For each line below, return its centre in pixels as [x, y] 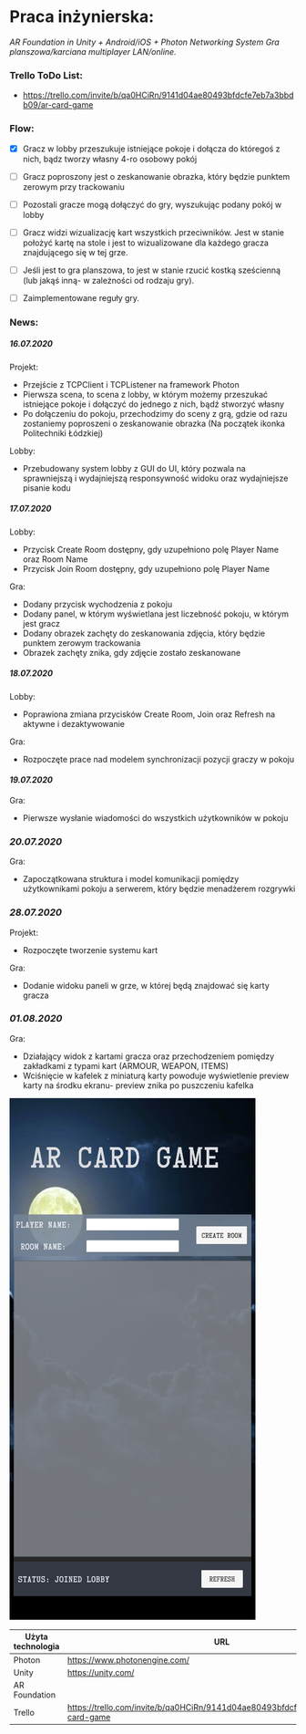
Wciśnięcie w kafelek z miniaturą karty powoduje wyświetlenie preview [156, 1075]
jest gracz [41, 623]
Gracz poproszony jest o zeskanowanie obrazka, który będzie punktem [156, 176]
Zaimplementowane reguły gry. [81, 297]
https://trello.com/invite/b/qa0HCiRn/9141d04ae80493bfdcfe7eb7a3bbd [158, 95]
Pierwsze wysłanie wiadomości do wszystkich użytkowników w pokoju [155, 817]
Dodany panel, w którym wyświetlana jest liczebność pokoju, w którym [156, 614]
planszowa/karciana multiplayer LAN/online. [93, 51]
